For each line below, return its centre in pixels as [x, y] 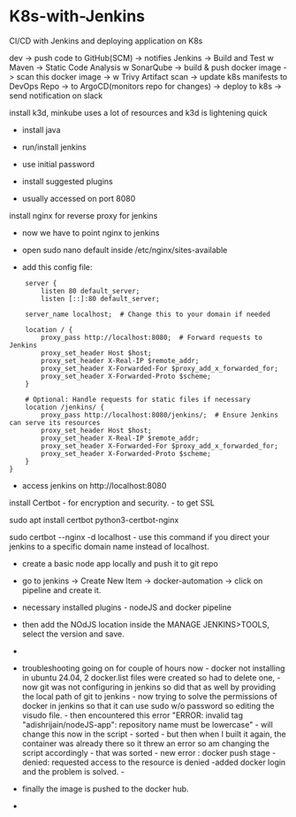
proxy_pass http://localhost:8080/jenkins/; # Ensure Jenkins [159, 415]
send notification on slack [56, 96]
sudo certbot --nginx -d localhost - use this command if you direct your [140, 536]
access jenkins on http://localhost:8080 [94, 485]
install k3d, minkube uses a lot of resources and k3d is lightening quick [138, 112]
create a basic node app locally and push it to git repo [120, 563]
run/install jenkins [54, 147]
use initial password [58, 164]
